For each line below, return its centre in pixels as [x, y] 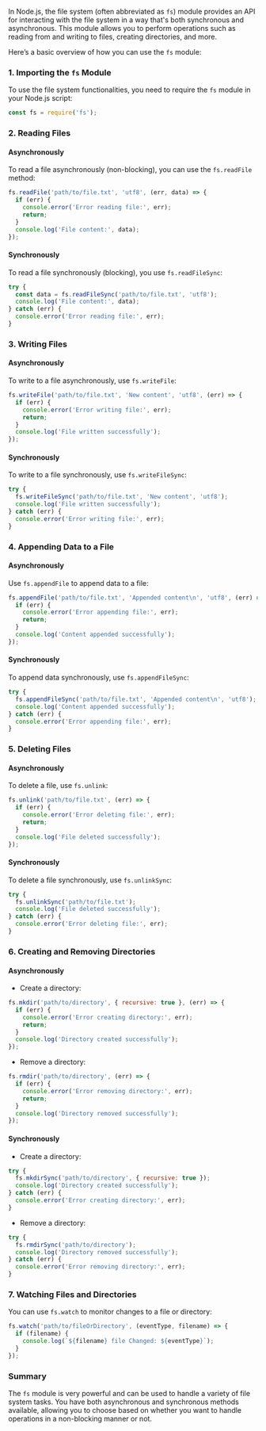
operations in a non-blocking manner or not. [80, 1419]
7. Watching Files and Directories [72, 1294]
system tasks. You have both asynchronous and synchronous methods [123, 1402]
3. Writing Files [38, 344]
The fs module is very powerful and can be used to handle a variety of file [129, 1394]
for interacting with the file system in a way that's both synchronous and [126, 20]
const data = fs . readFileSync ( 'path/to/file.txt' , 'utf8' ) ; [116, 294]
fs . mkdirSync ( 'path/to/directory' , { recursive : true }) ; [113, 1178]
